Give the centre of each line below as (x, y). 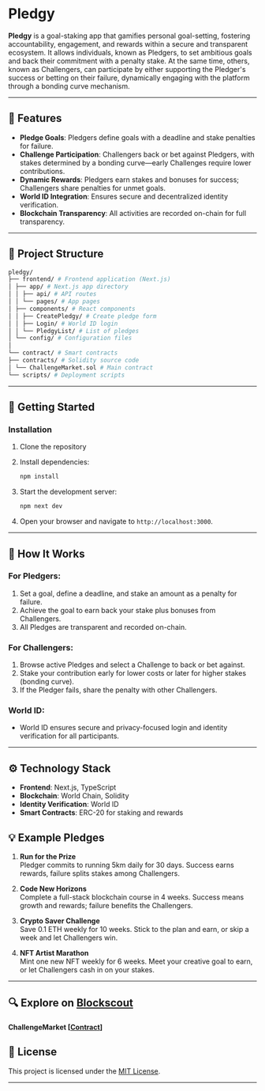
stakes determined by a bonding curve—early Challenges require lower (135, 162)
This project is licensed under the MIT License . (84, 1071)
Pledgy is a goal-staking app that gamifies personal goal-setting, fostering (129, 36)
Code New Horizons (53, 889)
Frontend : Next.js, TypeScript (68, 787)
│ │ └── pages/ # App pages (54, 301)
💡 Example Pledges (56, 837)
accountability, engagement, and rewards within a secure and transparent (128, 44)
